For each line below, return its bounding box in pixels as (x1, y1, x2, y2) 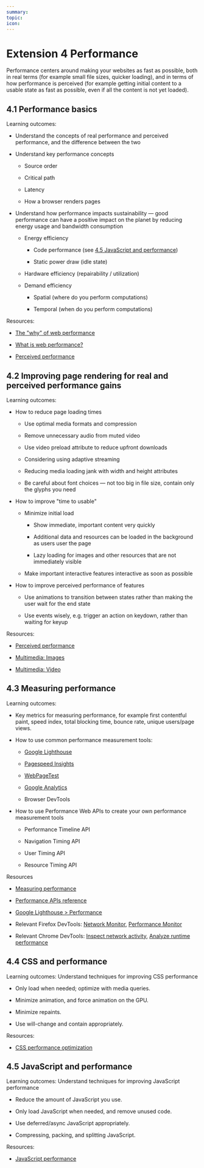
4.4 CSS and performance (6, 957, 108, 967)
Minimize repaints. (15, 1008, 62, 1015)
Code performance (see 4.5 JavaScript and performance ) (33, 246, 178, 254)
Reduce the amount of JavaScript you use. (15, 1096, 123, 1103)
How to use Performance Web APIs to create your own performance (15, 807, 187, 815)
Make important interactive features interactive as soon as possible (24, 570, 193, 577)
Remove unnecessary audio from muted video (24, 432, 141, 439)
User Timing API (24, 849, 66, 856)
